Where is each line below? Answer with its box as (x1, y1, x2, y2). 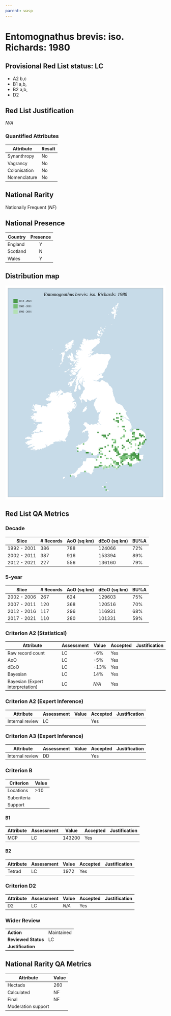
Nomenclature (7, 174, 37, 180)
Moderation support (7, 1003, 49, 1009)
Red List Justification (5, 107, 74, 115)
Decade (5, 525, 25, 532)
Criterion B (5, 767, 33, 774)
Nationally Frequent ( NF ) (5, 204, 57, 210)
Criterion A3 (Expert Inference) (5, 732, 84, 739)
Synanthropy (7, 153, 35, 159)
